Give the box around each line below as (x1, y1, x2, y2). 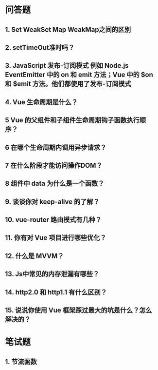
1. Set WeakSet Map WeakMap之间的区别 (5, 25, 131, 34)
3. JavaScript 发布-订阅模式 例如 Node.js (5, 61, 129, 70)
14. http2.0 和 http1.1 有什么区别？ (5, 288, 107, 296)
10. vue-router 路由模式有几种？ (5, 215, 102, 224)
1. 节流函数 (5, 357, 37, 366)
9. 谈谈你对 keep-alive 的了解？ (5, 197, 100, 206)
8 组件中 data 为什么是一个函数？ (5, 179, 105, 188)
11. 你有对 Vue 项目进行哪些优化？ (5, 234, 106, 242)
